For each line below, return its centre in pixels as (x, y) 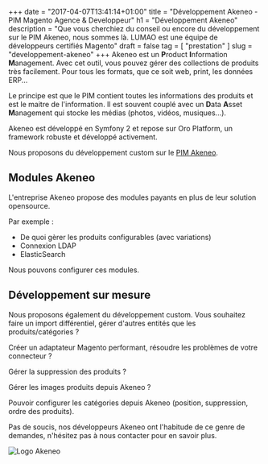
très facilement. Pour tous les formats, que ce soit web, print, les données (131, 71)
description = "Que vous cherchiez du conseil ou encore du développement (134, 29)
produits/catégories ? (44, 331)
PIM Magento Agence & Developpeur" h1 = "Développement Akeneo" (123, 20)
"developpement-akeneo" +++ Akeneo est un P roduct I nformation (118, 54)
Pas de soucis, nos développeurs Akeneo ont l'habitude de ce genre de (127, 427)
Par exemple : (31, 222)
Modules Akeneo (52, 178)
